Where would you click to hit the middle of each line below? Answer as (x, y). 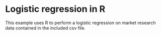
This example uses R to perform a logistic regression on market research (80, 23)
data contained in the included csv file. (45, 28)
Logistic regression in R (55, 9)
